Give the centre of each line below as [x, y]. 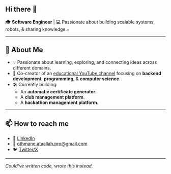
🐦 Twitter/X [25, 150]
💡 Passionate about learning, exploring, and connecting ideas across [85, 62]
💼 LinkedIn [24, 138]
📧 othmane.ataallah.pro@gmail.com [50, 144]
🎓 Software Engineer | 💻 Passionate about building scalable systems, [80, 22]
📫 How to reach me [37, 124]
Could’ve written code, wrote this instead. [49, 166]
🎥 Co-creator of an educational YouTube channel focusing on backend [87, 73]
